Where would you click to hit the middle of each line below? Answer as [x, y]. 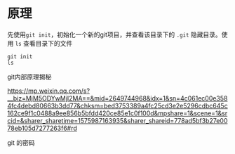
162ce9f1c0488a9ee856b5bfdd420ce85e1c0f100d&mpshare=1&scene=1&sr [117, 113]
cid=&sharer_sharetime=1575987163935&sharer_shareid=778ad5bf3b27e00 [117, 120]
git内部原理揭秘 [29, 77]
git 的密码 [21, 142]
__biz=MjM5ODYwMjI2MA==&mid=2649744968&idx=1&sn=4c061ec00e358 [117, 98]
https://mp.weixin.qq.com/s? [48, 91]
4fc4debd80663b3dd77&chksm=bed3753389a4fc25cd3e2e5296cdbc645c [117, 105]
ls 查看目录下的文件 [44, 43]
